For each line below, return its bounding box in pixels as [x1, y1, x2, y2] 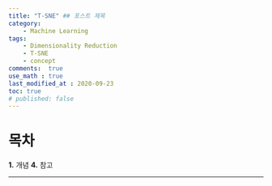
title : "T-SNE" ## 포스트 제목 [8, 11, 105, 20]
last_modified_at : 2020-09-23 [8, 79, 114, 87]
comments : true [8, 65, 63, 73]
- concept [23, 57, 57, 66]
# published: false [8, 95, 74, 103]
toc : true [8, 87, 42, 95]
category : [8, 19, 42, 27]
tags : [8, 34, 27, 43]
